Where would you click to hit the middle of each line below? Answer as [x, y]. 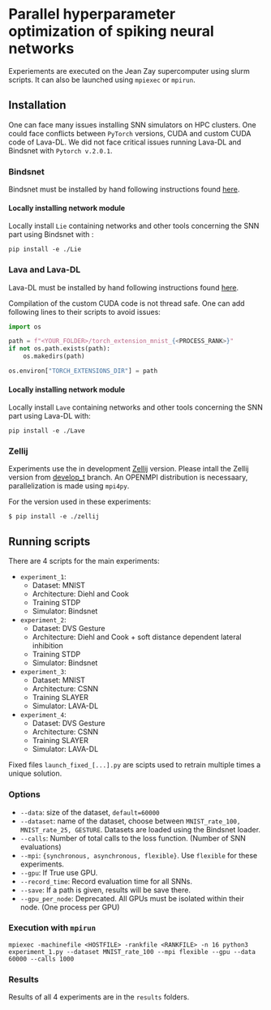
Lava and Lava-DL [45, 270]
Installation [37, 105]
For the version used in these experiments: [80, 502]
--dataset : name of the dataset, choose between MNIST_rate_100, [130, 821]
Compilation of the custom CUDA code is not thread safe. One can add [127, 303]
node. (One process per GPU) [70, 907]
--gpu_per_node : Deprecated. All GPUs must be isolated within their [132, 898]
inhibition [47, 646]
